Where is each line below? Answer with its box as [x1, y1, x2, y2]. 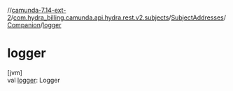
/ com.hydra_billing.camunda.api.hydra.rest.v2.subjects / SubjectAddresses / [10, 13, 226, 22]
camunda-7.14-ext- [11, 6, 66, 14]
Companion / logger [7, 21, 62, 29]
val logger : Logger [7, 76, 61, 84]
